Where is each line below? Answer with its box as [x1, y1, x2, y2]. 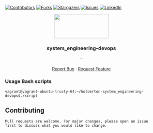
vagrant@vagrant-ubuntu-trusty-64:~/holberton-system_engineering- [5, 89, 144, 94]
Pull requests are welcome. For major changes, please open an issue [5, 119, 149, 124]
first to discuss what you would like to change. [5, 123, 107, 128]
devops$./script [5, 93, 38, 98]
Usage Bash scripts [5, 78, 52, 85]
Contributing [5, 106, 45, 114]
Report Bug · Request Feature [52, 66, 111, 72]
